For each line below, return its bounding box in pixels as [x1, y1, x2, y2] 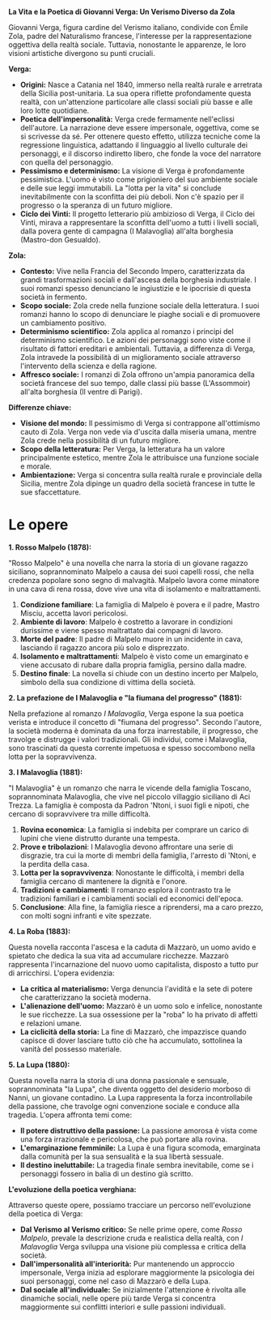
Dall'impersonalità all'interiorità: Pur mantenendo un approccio [19, 1258, 235, 1268]
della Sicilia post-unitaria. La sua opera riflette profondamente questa [19, 88, 252, 98]
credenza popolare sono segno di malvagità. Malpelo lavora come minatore [8, 575, 260, 585]
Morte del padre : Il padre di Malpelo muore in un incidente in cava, [19, 634, 243, 644]
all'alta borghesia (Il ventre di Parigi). [19, 387, 143, 396]
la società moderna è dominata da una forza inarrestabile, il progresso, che [8, 726, 259, 735]
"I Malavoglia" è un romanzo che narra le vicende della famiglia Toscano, [8, 782, 252, 793]
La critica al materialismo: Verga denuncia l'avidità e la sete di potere [19, 984, 253, 993]
